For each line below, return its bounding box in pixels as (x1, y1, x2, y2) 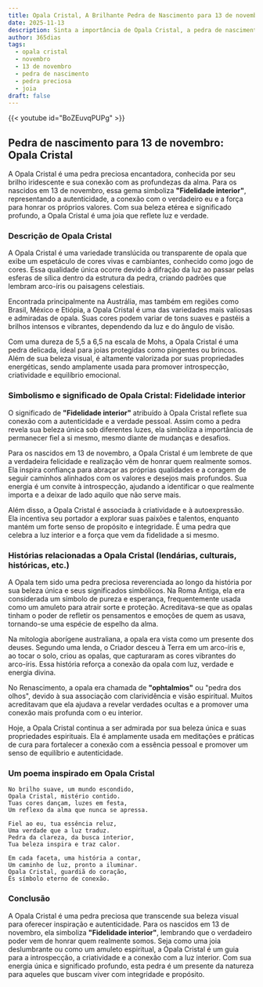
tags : (8, 41, 26, 49)
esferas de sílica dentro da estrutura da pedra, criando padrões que (8, 273, 227, 283)
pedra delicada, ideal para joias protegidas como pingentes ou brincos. (8, 345, 238, 355)
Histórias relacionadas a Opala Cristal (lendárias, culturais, (8, 550, 237, 561)
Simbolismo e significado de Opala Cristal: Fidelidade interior (8, 390, 246, 401)
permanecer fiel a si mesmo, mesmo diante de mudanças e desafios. (8, 433, 231, 442)
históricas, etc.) (8, 559, 70, 570)
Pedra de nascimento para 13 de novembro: (8, 136, 225, 149)
